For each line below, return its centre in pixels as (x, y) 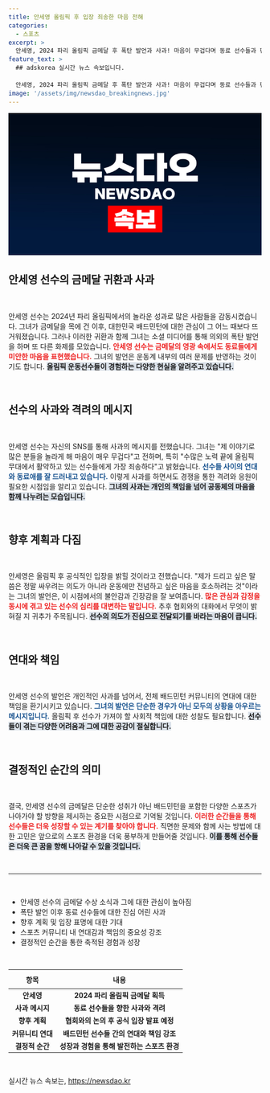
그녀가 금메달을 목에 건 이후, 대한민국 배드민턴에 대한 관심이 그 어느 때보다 (135, 326)
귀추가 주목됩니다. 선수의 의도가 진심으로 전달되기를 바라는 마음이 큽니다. (145, 616)
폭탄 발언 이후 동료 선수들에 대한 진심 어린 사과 (93, 912)
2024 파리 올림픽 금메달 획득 (119, 995)
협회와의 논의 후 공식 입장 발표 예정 (120, 1021)
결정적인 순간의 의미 (55, 770)
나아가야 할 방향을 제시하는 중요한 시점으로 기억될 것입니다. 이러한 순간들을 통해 (132, 817)
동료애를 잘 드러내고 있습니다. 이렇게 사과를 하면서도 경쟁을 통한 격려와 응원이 (137, 476)
